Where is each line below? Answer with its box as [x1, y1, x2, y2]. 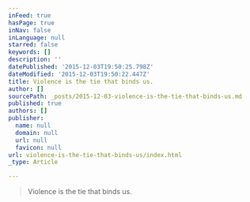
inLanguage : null [8, 33, 66, 42]
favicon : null [15, 144, 62, 151]
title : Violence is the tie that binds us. [8, 77, 154, 85]
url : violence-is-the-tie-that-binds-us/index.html [8, 151, 182, 159]
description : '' [8, 56, 62, 64]
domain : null [15, 129, 59, 137]
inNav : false [8, 26, 51, 34]
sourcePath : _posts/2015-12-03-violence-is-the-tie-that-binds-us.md [8, 92, 243, 100]
